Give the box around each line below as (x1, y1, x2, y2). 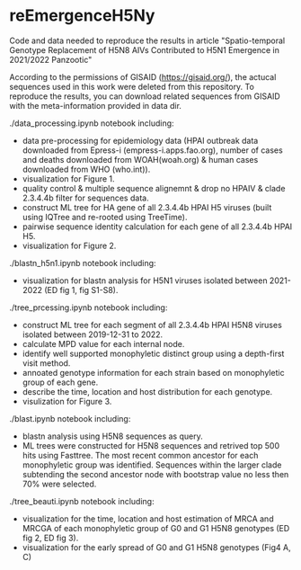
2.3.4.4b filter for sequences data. (22, 192, 150, 203)
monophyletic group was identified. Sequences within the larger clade (22, 459, 282, 470)
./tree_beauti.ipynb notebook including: (9, 495, 155, 506)
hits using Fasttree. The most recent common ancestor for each (22, 450, 259, 460)
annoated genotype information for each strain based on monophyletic (22, 367, 285, 378)
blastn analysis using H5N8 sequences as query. (22, 431, 204, 441)
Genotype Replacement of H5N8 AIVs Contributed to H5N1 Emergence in (9, 44, 280, 55)
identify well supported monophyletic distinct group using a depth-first (22, 348, 285, 359)
